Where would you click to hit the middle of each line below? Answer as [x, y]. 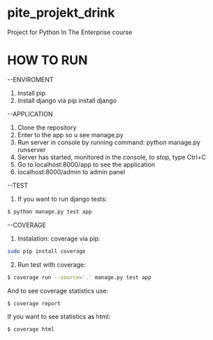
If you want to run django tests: [62, 199]
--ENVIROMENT [30, 79]
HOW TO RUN [47, 60]
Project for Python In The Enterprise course [70, 32]
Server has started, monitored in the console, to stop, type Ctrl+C [111, 157]
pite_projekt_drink [61, 13]
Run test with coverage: [51, 264]
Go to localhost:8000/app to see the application [86, 164]
